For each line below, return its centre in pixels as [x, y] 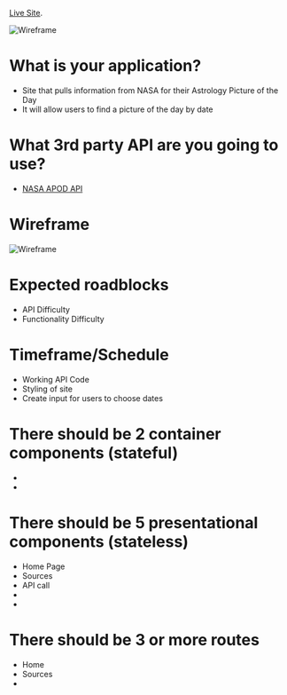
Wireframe [50, 225]
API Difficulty [46, 309]
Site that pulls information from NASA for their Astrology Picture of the [150, 90]
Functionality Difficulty [63, 319]
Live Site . [26, 13]
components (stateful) [94, 453]
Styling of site [47, 389]
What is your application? [105, 66]
